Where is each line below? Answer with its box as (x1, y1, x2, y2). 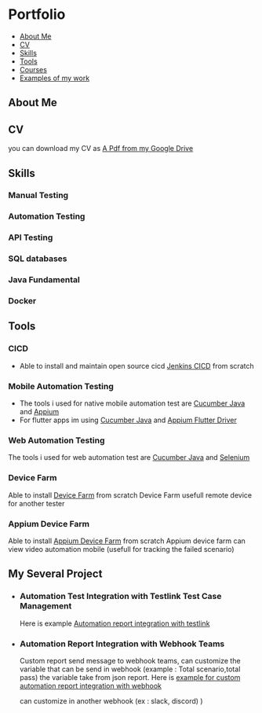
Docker (8, 296, 37, 307)
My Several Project (8, 568, 103, 581)
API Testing (8, 232, 53, 243)
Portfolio (8, 6, 66, 24)
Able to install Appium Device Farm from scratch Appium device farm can (8, 536, 246, 546)
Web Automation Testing (8, 435, 105, 446)
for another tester (8, 498, 65, 508)
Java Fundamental (8, 274, 80, 285)
